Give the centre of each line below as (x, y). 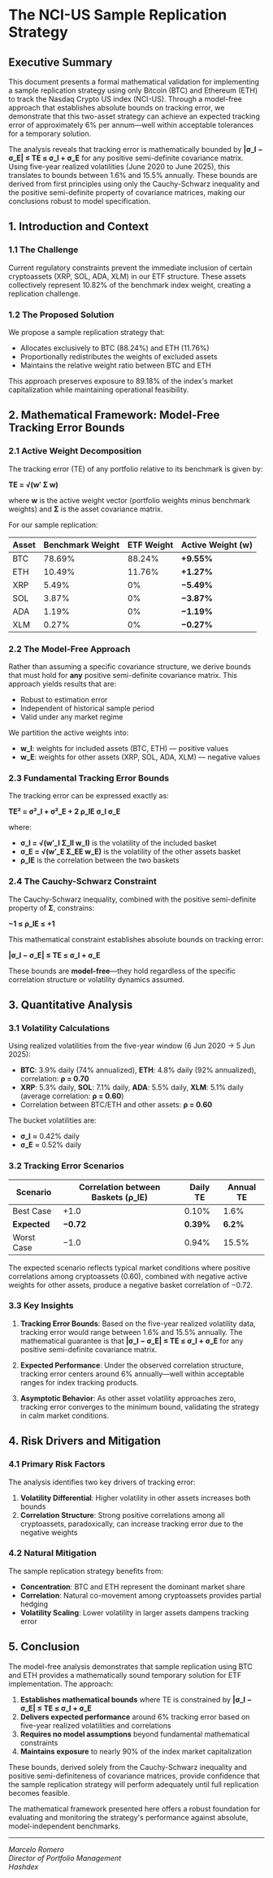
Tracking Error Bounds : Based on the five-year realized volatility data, (138, 1324)
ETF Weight (150, 545)
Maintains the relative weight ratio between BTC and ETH (116, 365)
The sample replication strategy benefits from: (86, 1571)
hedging (34, 1604)
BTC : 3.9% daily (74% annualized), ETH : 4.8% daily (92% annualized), (138, 1070)
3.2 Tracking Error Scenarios (66, 1166)
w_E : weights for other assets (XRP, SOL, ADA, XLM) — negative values (140, 757)
